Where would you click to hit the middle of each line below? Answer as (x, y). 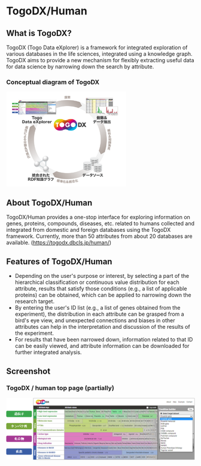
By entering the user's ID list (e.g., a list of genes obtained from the (98, 308)
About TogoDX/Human (49, 203)
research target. (35, 301)
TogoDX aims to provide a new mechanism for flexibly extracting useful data (100, 60)
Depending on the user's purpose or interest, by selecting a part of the (102, 276)
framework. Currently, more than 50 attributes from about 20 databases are (99, 236)
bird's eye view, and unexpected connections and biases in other (95, 320)
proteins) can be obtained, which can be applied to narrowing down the (103, 295)
